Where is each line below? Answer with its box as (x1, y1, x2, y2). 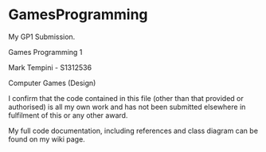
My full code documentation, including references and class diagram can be (8, 126, 259, 135)
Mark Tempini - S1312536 (8, 62, 92, 72)
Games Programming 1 (8, 47, 83, 57)
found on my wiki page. (8, 134, 85, 144)
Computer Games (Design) (8, 78, 96, 88)
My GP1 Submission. (8, 32, 76, 41)
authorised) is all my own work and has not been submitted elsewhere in (8, 102, 246, 111)
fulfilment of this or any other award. (8, 110, 128, 120)
